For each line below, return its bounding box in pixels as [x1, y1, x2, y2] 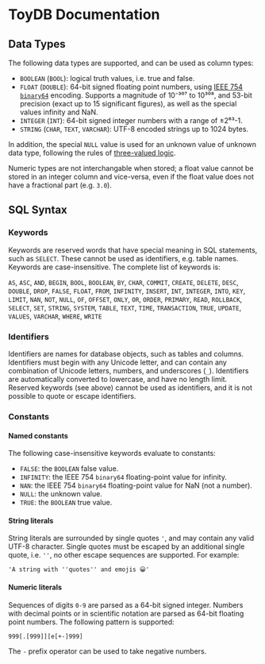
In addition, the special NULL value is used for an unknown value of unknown [8, 140, 256, 149]
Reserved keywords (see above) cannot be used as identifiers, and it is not [8, 383, 252, 392]
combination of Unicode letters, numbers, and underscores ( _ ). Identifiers [8, 365, 249, 375]
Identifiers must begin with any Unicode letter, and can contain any [8, 357, 228, 367]
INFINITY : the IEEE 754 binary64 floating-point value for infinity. [19, 473, 228, 482]
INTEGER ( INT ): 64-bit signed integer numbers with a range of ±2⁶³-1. [19, 116, 244, 125]
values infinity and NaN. [19, 107, 98, 117]
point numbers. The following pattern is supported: [8, 617, 175, 627]
